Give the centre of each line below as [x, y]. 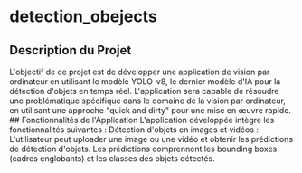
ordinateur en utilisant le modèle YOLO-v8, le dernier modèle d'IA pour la [145, 82]
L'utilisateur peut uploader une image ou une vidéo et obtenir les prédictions [151, 139]
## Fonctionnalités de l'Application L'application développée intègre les [142, 120]
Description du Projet [71, 50]
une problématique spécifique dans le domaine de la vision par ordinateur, [148, 101]
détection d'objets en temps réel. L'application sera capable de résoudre [144, 91]
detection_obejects [84, 17]
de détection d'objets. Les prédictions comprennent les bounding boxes [143, 149]
